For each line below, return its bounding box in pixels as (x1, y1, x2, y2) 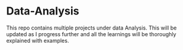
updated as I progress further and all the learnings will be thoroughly (6, 30, 176, 37)
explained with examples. (6, 37, 69, 44)
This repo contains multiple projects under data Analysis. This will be (6, 24, 177, 31)
